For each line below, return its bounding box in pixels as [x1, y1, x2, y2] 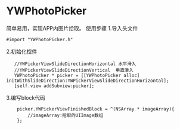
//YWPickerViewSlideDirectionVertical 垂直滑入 [14, 67, 134, 73]
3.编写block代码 [6, 94, 46, 101]
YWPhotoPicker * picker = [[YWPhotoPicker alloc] [14, 72, 140, 78]
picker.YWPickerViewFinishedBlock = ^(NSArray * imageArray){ [17, 106, 175, 112]
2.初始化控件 [6, 48, 38, 55]
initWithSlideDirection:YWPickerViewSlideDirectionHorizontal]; [6, 78, 169, 84]
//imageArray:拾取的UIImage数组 [27, 112, 103, 118]
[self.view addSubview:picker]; [14, 82, 95, 89]
